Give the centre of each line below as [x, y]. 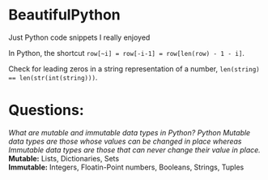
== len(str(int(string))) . [53, 77]
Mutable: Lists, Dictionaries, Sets [64, 158]
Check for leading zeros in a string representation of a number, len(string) [134, 69]
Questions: [47, 110]
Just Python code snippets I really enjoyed [79, 37]
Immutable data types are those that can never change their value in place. [134, 150]
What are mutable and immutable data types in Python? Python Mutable [130, 132]
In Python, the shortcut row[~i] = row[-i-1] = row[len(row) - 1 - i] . [127, 53]
